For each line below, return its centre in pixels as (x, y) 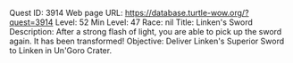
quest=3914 (31, 22)
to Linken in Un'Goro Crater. (61, 51)
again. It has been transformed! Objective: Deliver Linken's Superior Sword (147, 41)
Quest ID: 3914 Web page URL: (66, 13)
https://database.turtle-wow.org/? (187, 13)
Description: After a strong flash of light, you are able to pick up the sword (146, 31)
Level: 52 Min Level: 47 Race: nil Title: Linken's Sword (154, 22)
